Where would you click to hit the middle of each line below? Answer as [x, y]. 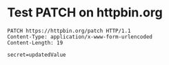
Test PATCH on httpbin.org [85, 13]
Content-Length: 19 [35, 42]
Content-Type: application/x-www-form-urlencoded [80, 37]
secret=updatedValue [37, 55]
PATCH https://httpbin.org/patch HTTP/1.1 [69, 31]
